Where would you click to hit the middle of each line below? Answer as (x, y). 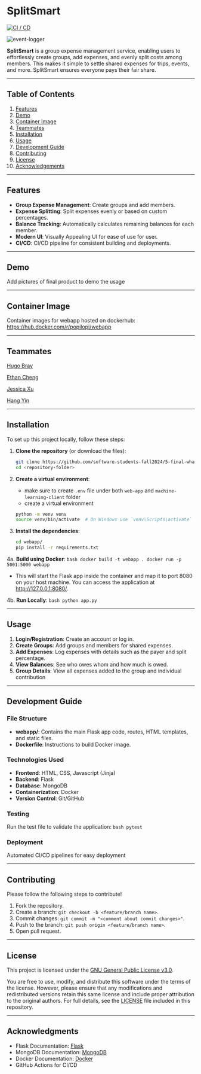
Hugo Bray (20, 366)
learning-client (44, 497)
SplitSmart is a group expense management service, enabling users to (94, 51)
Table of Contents (41, 94)
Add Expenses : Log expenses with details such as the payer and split (101, 652)
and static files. (34, 738)
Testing (18, 814)
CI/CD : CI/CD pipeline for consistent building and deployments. (93, 243)
